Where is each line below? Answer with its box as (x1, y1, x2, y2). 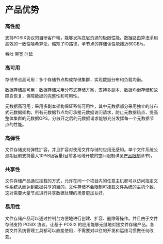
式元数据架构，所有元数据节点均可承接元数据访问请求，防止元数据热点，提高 (5, 109, 158, 115)
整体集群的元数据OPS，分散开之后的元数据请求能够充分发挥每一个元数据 (5, 115, 150, 121)
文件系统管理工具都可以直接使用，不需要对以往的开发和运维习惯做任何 (9, 228, 149, 233)
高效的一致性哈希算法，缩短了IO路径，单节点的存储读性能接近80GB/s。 (5, 41, 148, 47)
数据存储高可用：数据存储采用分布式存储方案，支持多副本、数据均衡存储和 (5, 87, 154, 93)
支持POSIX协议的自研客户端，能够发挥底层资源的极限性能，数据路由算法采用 (5, 35, 158, 41)
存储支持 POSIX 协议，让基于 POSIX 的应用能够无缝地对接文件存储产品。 (5, 221, 150, 227)
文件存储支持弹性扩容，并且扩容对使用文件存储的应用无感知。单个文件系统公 (5, 146, 158, 153)
